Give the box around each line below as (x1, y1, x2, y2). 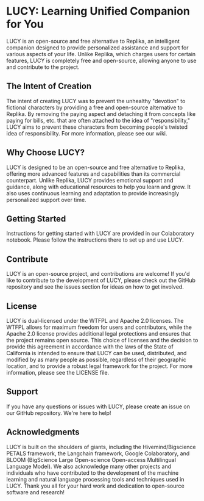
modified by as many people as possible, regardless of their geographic (6, 356, 187, 363)
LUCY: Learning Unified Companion (6, 4, 190, 18)
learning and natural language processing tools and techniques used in (6, 475, 185, 483)
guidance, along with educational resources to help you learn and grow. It (6, 183, 191, 190)
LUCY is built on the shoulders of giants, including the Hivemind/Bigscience (6, 443, 196, 450)
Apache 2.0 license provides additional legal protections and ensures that (6, 330, 191, 337)
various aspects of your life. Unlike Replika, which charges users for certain (6, 50, 196, 57)
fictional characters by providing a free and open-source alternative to (6, 104, 183, 111)
